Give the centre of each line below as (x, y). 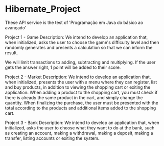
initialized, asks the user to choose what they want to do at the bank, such (80, 127)
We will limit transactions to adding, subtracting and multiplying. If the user (80, 62)
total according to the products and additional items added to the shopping (81, 108)
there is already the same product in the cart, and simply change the (74, 97)
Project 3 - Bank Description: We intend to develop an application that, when (82, 123)
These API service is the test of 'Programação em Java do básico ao (74, 22)
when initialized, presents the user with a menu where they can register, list (81, 82)
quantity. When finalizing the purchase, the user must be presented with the (82, 103)
